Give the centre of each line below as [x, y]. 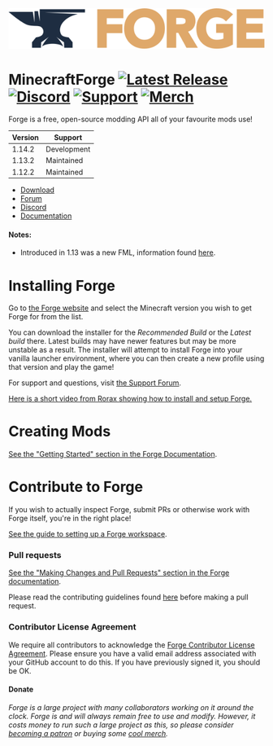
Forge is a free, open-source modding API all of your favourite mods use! [131, 119]
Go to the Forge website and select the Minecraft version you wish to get [130, 308]
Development [68, 149]
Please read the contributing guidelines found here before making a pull [129, 597]
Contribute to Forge [76, 487]
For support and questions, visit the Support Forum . [95, 383]
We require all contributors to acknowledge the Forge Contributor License [132, 645]
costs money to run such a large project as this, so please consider [121, 725]
